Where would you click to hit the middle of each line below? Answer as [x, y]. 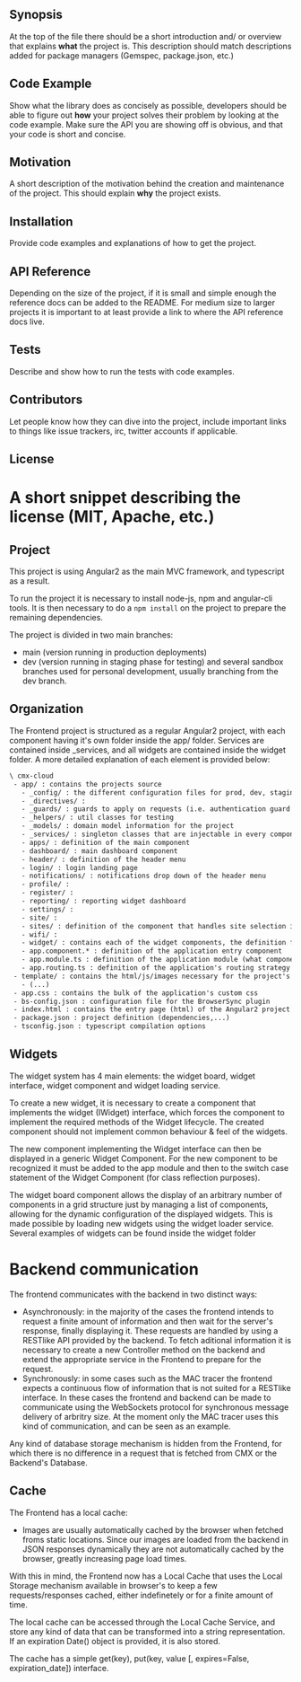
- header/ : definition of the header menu [103, 859]
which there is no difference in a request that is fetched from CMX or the [143, 1453]
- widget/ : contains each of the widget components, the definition [154, 943]
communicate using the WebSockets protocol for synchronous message [155, 1407]
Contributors [46, 400]
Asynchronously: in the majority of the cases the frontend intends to [148, 1311]
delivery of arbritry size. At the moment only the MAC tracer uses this [150, 1416]
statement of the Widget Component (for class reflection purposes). [135, 1177]
